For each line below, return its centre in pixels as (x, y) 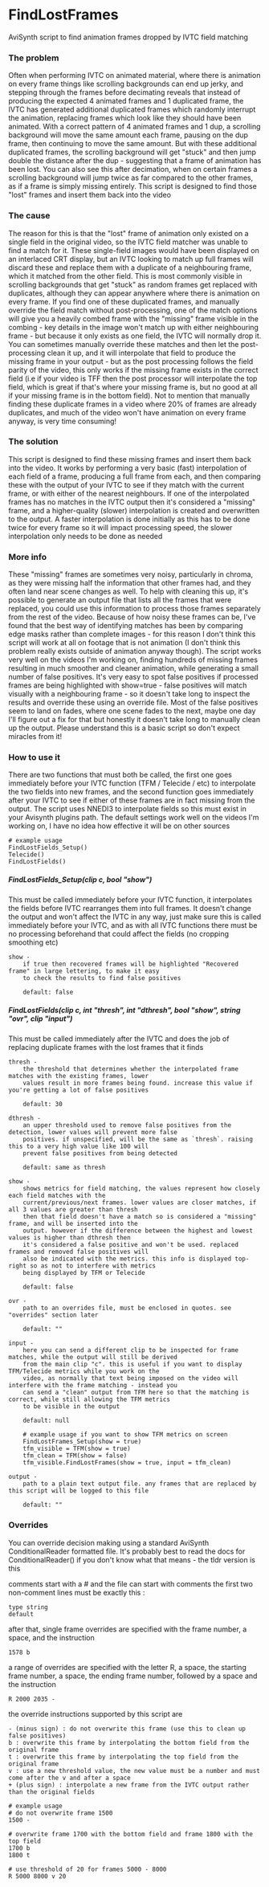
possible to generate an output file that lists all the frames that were (120, 600)
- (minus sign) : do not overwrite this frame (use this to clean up (127, 1729)
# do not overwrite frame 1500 (61, 1813)
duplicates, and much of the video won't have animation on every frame (127, 412)
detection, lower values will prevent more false (93, 1133)
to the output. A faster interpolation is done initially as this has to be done (129, 519)
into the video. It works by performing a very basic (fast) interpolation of (128, 468)
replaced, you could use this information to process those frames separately (134, 609)
